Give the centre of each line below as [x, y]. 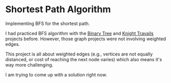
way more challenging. [29, 65]
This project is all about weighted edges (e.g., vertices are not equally [79, 54]
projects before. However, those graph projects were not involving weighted [86, 39]
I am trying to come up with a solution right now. [56, 74]
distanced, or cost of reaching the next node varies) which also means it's [84, 59]
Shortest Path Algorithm [58, 9]
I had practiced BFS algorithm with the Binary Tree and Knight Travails [80, 33]
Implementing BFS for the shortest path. [47, 23]
